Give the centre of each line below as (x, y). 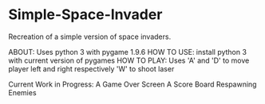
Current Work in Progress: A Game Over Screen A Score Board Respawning (132, 84)
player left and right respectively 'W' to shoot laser (91, 68)
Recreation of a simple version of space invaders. (90, 37)
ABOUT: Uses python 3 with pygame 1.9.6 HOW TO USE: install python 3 (128, 52)
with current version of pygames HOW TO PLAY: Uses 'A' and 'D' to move (129, 60)
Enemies (23, 92)
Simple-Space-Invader (85, 15)
